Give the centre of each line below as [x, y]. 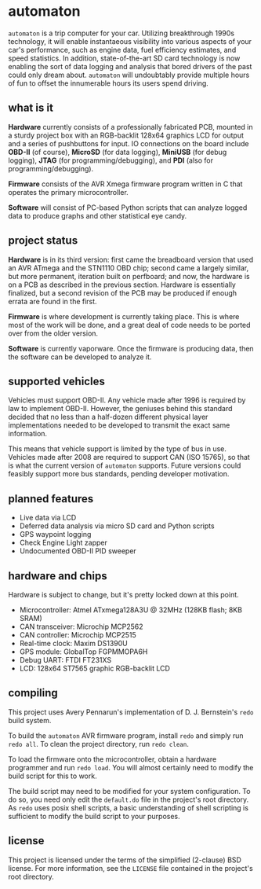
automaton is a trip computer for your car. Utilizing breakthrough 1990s [121, 33]
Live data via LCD [48, 518]
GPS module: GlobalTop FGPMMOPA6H [83, 652]
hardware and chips [58, 576]
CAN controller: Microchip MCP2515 [78, 635]
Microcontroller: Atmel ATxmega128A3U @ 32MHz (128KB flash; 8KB [131, 610]
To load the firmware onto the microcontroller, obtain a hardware [112, 759]
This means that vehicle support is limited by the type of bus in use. [118, 449]
